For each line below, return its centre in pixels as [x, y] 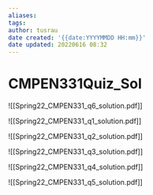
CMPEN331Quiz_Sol [75, 84]
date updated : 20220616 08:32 [58, 45]
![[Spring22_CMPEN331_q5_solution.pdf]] [76, 182]
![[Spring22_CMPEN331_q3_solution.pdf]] [76, 152]
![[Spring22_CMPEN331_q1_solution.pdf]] [75, 121]
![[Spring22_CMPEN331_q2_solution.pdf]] [76, 137]
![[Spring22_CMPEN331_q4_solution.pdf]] [76, 167]
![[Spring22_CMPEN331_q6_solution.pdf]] [76, 106]
